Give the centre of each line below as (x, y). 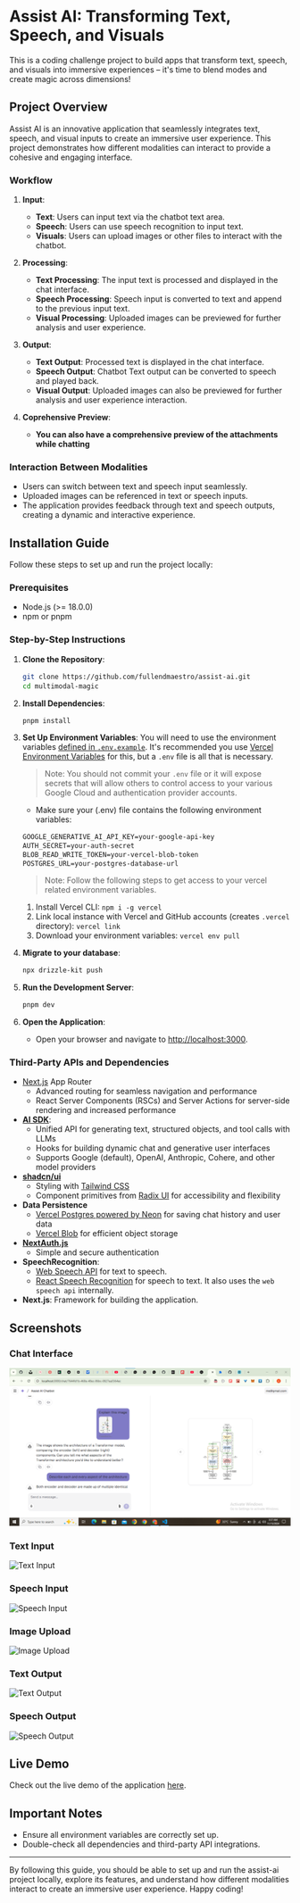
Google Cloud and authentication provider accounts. (141, 793)
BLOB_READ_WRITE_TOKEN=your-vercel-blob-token (110, 855)
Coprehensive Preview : (67, 418)
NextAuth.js (45, 1243)
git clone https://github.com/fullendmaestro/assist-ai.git (136, 677)
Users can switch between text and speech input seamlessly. (135, 486)
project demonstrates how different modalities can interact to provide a (140, 147)
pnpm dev (38, 1005)
